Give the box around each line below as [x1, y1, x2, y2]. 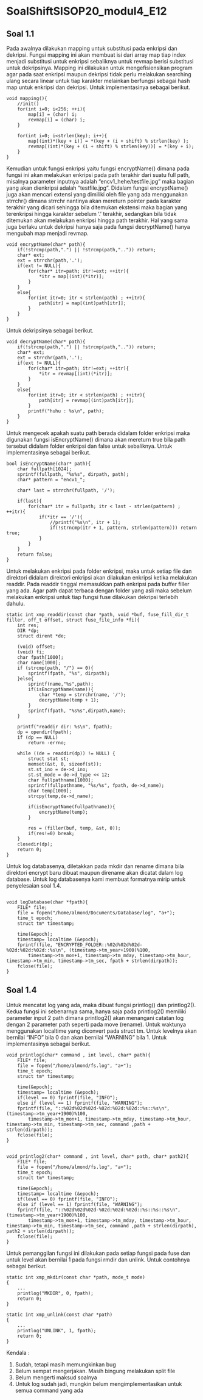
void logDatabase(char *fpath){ [6, 899, 88, 905]
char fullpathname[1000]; [28, 777, 94, 783]
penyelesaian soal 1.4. [6, 882, 62, 889]
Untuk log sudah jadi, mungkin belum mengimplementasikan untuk [15, 1380, 182, 1387]
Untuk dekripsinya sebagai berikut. [6, 327, 94, 334]
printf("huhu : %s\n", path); [28, 408, 105, 414]
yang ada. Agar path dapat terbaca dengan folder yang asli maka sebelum [6, 587, 192, 594]
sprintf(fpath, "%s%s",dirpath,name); [28, 708, 126, 714]
